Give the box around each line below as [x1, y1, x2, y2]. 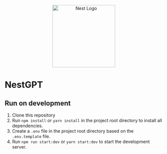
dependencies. [12, 123, 43, 129]
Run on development [5, 99, 71, 107]
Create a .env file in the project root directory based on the [12, 128, 134, 134]
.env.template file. [12, 134, 51, 139]
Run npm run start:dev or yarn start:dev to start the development [12, 139, 150, 145]
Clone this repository [12, 112, 56, 118]
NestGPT [5, 79, 43, 91]
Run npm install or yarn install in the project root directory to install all [12, 118, 162, 123]
